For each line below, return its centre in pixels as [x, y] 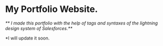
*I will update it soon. [27, 38]
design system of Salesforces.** [39, 28]
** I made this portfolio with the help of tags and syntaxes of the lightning [81, 23]
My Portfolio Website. [52, 9]
